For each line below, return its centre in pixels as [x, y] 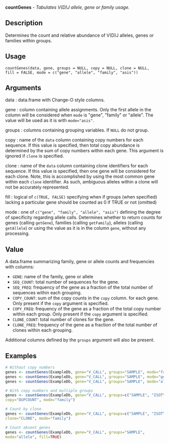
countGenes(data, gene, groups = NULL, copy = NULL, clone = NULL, [77, 68]
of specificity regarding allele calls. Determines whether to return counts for [84, 217]
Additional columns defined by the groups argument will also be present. [80, 340]
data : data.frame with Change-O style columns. [55, 100]
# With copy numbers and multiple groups [49, 391]
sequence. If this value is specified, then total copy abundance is [72, 145]
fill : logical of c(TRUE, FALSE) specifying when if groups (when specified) [81, 197]
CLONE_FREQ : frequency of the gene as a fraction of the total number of [85, 325]
